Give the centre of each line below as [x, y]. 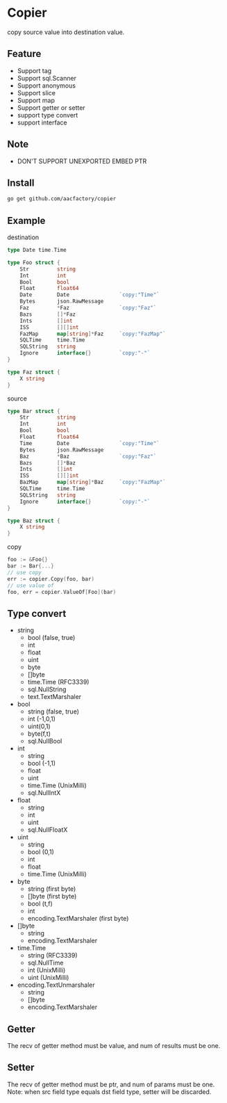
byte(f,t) [39, 734]
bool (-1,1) [42, 764]
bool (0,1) [41, 852]
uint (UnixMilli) [48, 978]
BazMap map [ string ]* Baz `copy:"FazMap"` [93, 482]
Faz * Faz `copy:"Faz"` [88, 308]
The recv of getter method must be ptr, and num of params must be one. [111, 1084]
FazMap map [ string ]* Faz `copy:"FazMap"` [93, 334]
